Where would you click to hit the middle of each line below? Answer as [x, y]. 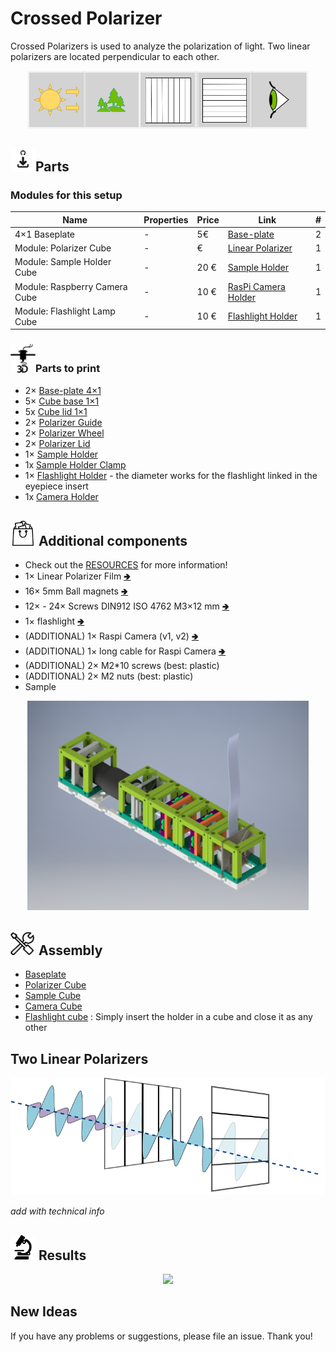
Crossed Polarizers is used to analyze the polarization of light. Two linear [160, 46]
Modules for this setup [66, 195]
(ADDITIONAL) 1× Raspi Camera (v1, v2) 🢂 [112, 636]
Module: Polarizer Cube [63, 248]
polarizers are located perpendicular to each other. [115, 56]
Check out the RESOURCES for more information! [126, 564]
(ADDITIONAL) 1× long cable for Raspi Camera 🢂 [125, 651]
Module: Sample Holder [63, 262]
